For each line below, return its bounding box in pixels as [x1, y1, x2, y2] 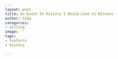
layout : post [5, 7, 31, 12]
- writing [5, 25, 25, 30]
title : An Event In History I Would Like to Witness [5, 12, 114, 16]
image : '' [5, 29, 25, 34]
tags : [5, 34, 16, 39]
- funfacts [5, 38, 27, 43]
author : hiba [5, 16, 31, 21]
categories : [5, 20, 29, 25]
